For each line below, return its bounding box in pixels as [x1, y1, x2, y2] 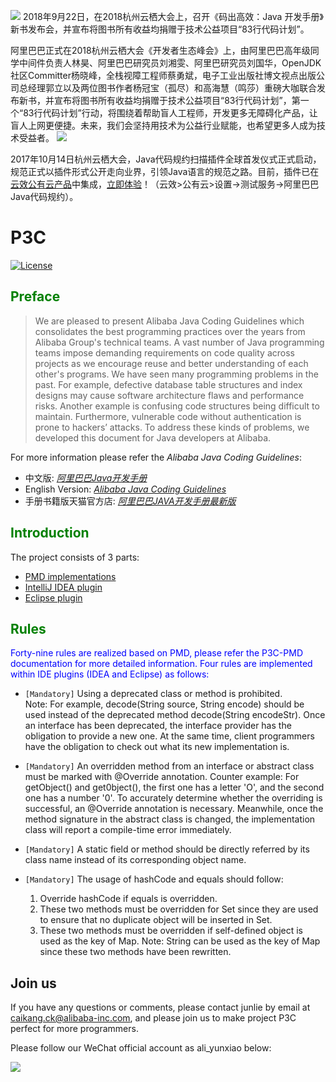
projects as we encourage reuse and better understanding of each [34, 357, 309, 369]
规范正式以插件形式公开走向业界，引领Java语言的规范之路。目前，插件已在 [10, 166, 320, 177]
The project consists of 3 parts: [10, 551, 140, 563]
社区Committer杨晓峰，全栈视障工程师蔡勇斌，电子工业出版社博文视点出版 [10, 70, 317, 81]
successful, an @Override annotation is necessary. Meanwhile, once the [24, 803, 324, 815]
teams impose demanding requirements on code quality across [34, 346, 295, 359]
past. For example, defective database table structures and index [34, 378, 303, 390]
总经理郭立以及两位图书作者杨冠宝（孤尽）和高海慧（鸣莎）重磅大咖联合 [18, 82, 317, 94]
